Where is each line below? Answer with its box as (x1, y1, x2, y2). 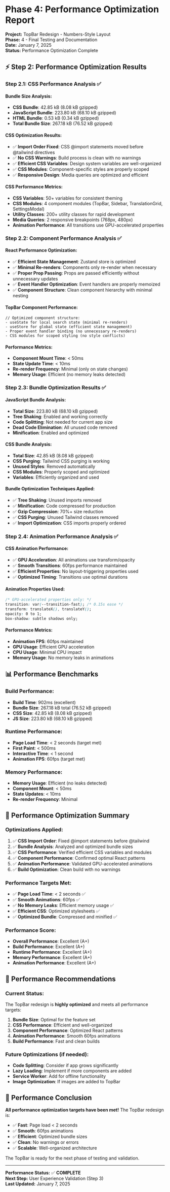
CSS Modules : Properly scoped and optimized (12, 468, 110, 475)
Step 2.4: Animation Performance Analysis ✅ (5, 532, 119, 540)
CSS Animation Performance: (5, 545, 69, 552)
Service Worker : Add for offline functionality (12, 1073, 106, 1079)
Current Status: (5, 990, 45, 997)
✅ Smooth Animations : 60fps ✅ (12, 897, 80, 903)
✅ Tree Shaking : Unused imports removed (12, 497, 102, 503)
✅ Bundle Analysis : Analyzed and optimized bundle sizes (12, 843, 133, 850)
